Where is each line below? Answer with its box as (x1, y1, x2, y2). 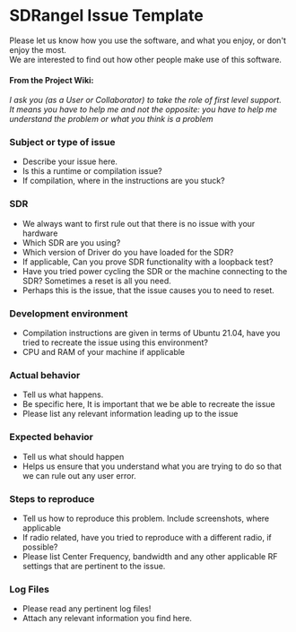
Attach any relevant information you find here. (22, 613, 193, 624)
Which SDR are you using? (22, 237, 121, 247)
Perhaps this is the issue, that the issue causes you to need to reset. (22, 284, 275, 296)
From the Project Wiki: (9, 74, 94, 85)
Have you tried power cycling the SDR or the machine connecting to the (22, 265, 288, 276)
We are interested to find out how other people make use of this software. (9, 54, 283, 65)
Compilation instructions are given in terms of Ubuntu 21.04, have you (22, 328, 281, 339)
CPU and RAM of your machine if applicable (22, 347, 186, 358)
